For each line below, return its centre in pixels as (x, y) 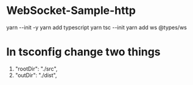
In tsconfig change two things (83, 52)
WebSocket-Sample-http (71, 11)
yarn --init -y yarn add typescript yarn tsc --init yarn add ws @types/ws (97, 27)
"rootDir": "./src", (36, 69)
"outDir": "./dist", (36, 75)
